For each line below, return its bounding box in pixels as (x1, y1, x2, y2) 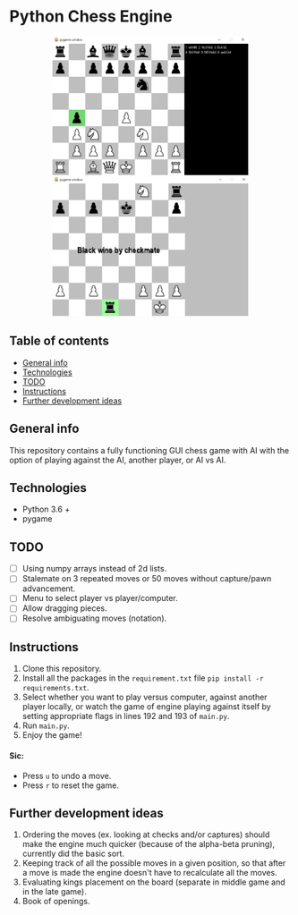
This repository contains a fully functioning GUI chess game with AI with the (9, 445, 289, 455)
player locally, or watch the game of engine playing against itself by (21, 701, 271, 712)
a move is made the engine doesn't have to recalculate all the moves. (21, 868, 277, 878)
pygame (21, 513, 53, 524)
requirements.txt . (21, 682, 89, 693)
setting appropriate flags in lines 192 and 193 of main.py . (21, 711, 230, 722)
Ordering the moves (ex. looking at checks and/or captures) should (21, 829, 270, 840)
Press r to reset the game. (21, 780, 119, 791)
